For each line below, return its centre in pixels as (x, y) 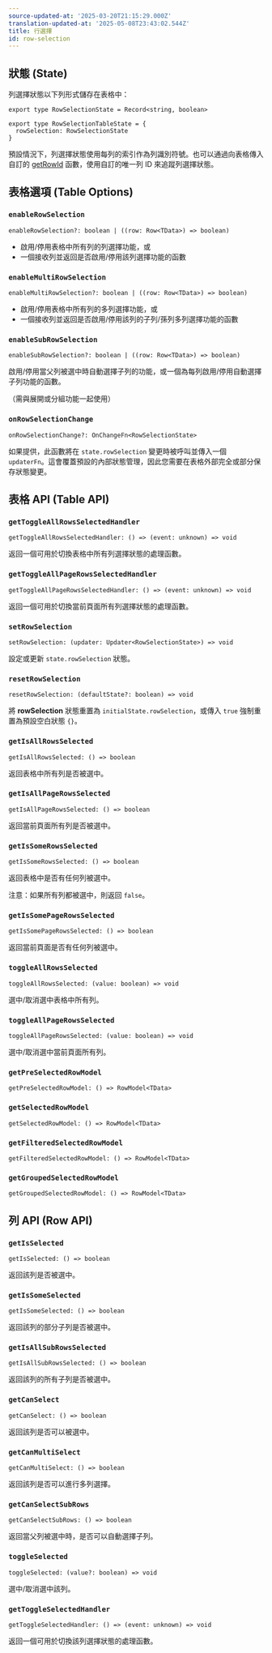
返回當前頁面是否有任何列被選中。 (65, 947)
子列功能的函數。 (37, 382)
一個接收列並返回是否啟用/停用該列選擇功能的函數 (103, 257)
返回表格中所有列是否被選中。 (58, 773)
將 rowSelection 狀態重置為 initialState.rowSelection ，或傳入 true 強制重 (135, 711)
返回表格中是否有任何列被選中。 (62, 878)
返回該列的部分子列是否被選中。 (62, 1327)
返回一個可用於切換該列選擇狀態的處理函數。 (83, 1641)
